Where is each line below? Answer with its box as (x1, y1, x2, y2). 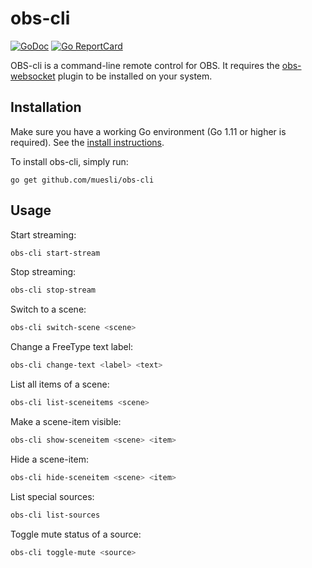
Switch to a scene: (10, 303, 87, 316)
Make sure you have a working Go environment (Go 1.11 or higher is (10, 125, 287, 137)
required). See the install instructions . (10, 136, 165, 148)
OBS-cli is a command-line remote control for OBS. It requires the (10, 59, 280, 71)
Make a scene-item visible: (10, 415, 122, 427)
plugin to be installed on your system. (57, 70, 213, 82)
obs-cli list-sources (10, 510, 101, 520)
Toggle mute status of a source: (10, 528, 142, 540)
